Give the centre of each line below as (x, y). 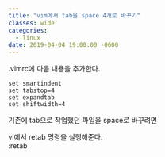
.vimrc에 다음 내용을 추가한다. (54, 69)
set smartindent (35, 84)
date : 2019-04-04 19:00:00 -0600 (63, 45)
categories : (28, 30)
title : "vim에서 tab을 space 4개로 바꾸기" (75, 15)
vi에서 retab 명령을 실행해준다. (56, 137)
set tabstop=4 (32, 91)
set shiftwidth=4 (37, 105)
